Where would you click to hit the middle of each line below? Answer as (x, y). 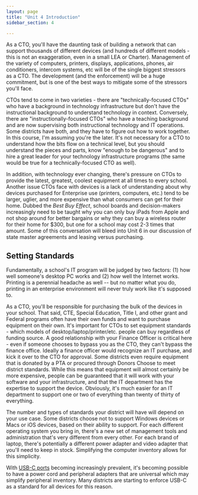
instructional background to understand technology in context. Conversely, (97, 112)
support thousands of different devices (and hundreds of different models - (98, 51)
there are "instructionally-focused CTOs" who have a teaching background (97, 119)
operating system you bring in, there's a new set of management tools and (97, 431)
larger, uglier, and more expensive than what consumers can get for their (95, 199)
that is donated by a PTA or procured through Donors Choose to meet (91, 363)
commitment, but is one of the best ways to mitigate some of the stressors (97, 82)
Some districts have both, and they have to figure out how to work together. (98, 131)
